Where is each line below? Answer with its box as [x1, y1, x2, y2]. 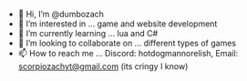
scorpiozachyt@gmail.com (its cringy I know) [17, 61, 189, 72]
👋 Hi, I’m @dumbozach [17, 9, 105, 19]
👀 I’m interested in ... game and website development [17, 18, 218, 29]
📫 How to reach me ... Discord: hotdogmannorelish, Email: [17, 48, 239, 58]
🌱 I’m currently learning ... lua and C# [17, 28, 159, 38]
